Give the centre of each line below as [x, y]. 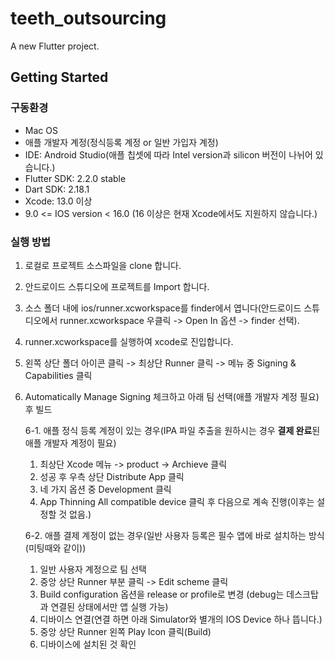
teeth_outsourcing [88, 18]
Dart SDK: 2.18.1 [57, 189]
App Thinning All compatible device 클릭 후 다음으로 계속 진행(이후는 [177, 501]
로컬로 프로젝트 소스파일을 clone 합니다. [103, 265]
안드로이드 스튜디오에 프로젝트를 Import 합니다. [117, 286]
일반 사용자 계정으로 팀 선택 [93, 569]
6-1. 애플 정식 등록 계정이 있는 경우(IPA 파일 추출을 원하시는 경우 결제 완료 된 [172, 430]
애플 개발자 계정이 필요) [70, 443]
